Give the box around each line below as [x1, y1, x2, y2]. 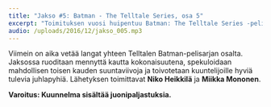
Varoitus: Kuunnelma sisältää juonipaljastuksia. [8, 90, 172, 100]
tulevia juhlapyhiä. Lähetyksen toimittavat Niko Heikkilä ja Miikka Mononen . [8, 74, 261, 84]
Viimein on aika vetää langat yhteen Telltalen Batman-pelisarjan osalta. [8, 49, 244, 59]
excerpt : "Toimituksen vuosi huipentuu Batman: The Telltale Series [8, 19, 244, 27]
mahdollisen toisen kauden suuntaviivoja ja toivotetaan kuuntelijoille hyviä [8, 66, 253, 76]
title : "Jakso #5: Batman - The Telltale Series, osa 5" [8, 11, 204, 20]
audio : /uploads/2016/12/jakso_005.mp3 [8, 27, 143, 35]
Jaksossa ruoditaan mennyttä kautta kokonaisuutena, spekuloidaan [8, 57, 232, 67]
